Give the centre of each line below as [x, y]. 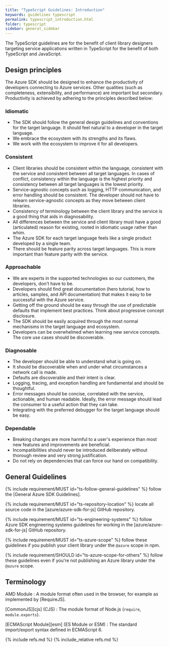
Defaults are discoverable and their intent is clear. [64, 378]
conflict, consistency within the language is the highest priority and [82, 179]
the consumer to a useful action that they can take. [65, 405]
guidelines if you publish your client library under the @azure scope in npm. [83, 545]
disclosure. [24, 316]
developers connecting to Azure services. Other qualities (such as [74, 87]
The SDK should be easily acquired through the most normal [75, 321]
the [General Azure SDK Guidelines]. [43, 495]
